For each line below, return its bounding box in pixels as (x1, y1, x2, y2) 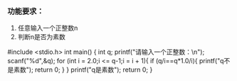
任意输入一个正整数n (17, 23, 78, 33)
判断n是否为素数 (17, 33, 66, 41)
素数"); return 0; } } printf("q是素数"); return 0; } (13, 65, 153, 74)
